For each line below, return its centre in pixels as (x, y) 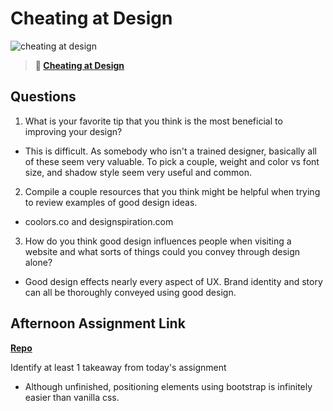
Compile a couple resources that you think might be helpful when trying (172, 191)
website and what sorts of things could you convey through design (162, 251)
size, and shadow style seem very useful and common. (138, 172)
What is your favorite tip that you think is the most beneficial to (153, 121)
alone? (38, 262)
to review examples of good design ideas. (111, 202)
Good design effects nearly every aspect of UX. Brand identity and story (173, 281)
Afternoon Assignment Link (98, 323)
